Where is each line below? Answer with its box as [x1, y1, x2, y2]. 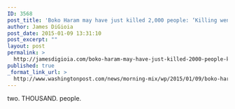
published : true [7, 62, 55, 69]
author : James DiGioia [7, 23, 73, 30]
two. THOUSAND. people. [7, 94, 82, 103]
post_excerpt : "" [7, 36, 58, 43]
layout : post [7, 43, 45, 50]
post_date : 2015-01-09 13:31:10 [7, 29, 101, 37]
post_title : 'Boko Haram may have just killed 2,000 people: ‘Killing [7, 17, 218, 24]
